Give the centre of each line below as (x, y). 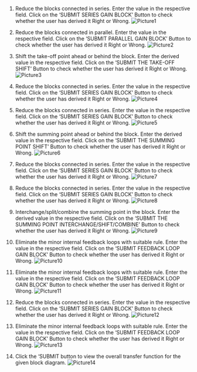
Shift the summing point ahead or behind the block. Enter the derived (98, 134)
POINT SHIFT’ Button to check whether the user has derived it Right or (100, 147)
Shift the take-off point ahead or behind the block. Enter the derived (97, 56)
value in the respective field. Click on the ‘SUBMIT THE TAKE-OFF (95, 62)
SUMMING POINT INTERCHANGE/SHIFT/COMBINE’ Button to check (97, 224)
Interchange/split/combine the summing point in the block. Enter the (97, 212)
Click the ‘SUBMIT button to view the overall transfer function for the (98, 356)
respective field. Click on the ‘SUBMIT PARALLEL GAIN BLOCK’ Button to (103, 38)
